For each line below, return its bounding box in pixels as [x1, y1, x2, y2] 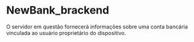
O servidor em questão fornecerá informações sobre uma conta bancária [6, 23, 188, 30]
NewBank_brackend [6, 4, 110, 17]
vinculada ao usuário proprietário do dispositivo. [6, 29, 127, 36]
